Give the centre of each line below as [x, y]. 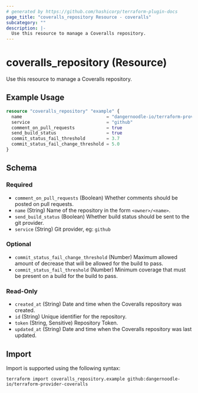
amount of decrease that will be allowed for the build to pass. [89, 263]
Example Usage [35, 98]
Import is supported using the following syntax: [63, 368]
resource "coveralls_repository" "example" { [63, 111]
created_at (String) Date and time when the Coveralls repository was [98, 304]
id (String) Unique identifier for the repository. [70, 317]
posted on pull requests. [44, 204]
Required [19, 185]
